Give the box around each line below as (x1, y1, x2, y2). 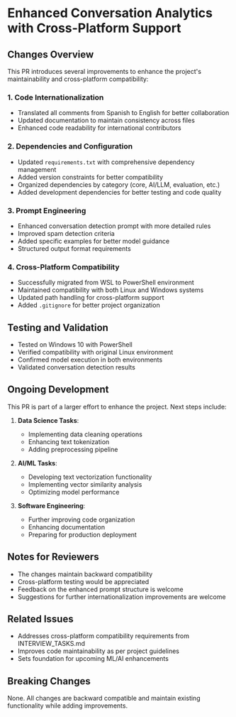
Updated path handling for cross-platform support (17, 293, 164, 302)
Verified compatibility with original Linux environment (17, 348, 174, 356)
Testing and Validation (7, 321, 108, 333)
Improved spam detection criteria (17, 229, 115, 237)
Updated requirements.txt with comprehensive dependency (17, 158, 195, 166)
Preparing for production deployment (28, 530, 137, 539)
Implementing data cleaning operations (28, 430, 143, 438)
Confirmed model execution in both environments (17, 355, 163, 364)
